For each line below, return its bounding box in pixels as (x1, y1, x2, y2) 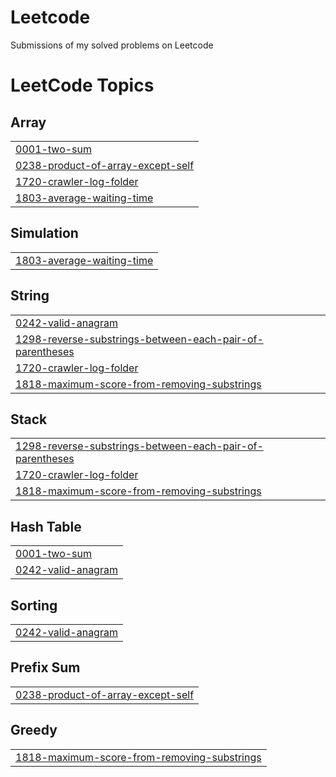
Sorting (10, 597, 58, 614)
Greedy (10, 722, 58, 739)
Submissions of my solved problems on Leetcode (10, 39, 214, 51)
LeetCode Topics (10, 74, 155, 97)
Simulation (10, 225, 79, 242)
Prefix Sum (10, 659, 81, 676)
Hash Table (10, 518, 82, 535)
